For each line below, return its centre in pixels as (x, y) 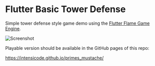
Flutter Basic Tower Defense (65, 9)
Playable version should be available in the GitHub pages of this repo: (77, 48)
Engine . (13, 28)
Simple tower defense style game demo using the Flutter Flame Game (77, 23)
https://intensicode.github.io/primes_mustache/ (55, 58)
